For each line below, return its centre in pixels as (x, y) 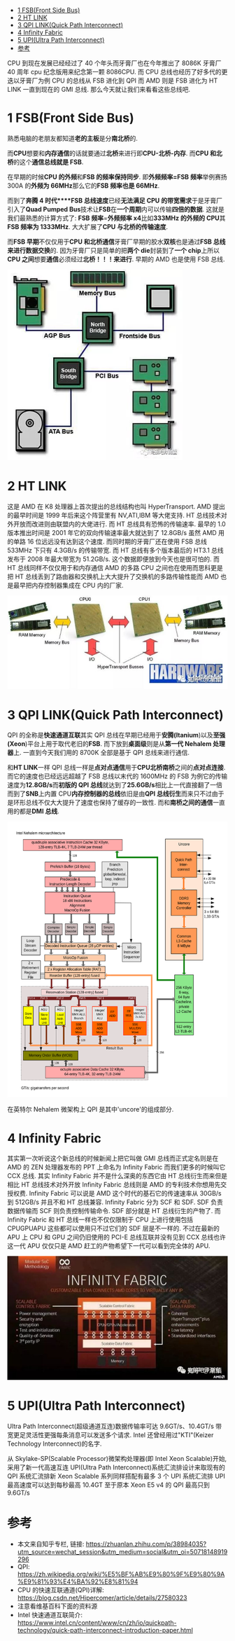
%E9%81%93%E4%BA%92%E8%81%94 (78, 1581)
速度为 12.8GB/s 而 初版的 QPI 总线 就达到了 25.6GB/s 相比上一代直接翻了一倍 (115, 785)
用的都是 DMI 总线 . (33, 811)
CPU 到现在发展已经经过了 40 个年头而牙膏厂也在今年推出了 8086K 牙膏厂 (114, 63)
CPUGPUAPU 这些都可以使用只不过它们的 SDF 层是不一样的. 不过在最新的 (114, 1228)
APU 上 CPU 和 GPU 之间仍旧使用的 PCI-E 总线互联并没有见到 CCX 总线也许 (116, 1237)
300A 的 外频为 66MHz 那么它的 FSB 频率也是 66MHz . (83, 186)
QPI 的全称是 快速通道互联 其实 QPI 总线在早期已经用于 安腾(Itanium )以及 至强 (116, 735)
